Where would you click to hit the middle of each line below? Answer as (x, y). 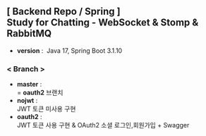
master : (29, 85)
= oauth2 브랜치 (40, 93)
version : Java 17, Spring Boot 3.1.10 (69, 50)
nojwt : (27, 101)
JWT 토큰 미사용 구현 (46, 109)
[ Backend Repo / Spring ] (63, 12)
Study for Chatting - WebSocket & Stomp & (103, 23)
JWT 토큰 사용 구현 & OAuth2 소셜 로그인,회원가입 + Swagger (103, 125)
